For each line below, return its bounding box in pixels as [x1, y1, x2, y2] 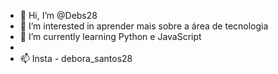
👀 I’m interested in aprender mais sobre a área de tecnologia [19, 20, 269, 32]
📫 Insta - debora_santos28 [19, 53, 133, 64]
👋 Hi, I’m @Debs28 [19, 10, 98, 21]
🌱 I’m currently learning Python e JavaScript [19, 31, 202, 42]
